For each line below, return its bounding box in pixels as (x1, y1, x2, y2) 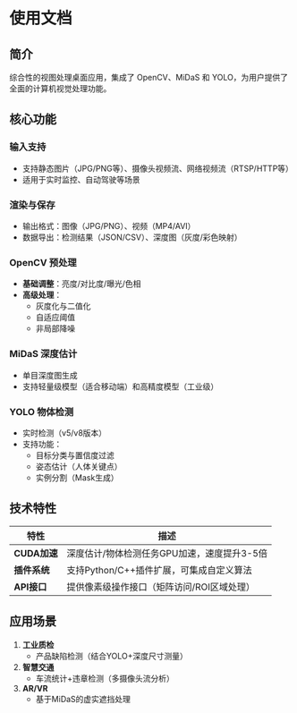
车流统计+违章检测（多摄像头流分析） (35, 673, 174, 683)
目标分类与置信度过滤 (35, 449, 115, 461)
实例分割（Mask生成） (35, 471, 119, 483)
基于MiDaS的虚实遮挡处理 (35, 693, 132, 704)
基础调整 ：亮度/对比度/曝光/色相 (21, 278, 141, 289)
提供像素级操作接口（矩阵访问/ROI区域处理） (66, 581, 255, 593)
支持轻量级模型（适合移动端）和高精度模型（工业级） (21, 381, 219, 392)
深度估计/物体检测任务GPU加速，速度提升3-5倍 (66, 547, 268, 559)
